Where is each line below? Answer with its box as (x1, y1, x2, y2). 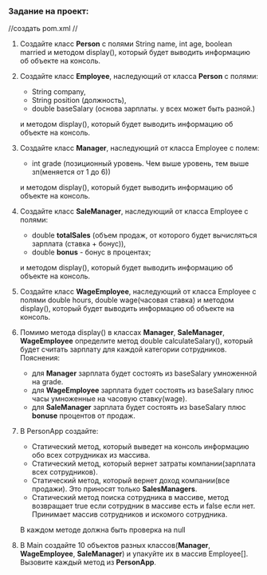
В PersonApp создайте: (19, 427, 99, 436)
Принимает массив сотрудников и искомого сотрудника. (31, 510, 228, 519)
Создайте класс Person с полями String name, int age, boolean (19, 39, 233, 49)
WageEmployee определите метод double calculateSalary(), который (19, 337, 253, 346)
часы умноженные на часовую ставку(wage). (31, 394, 187, 404)
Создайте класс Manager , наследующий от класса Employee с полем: (19, 144, 260, 153)
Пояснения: (19, 353, 61, 363)
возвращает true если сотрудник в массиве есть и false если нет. (31, 501, 256, 511)
